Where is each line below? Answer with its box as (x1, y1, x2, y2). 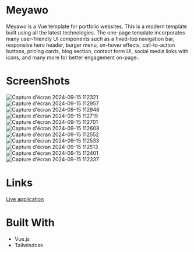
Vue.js (14, 235, 30, 242)
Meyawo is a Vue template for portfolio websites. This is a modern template (6, 23, 188, 30)
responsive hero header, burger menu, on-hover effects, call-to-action (6, 41, 175, 48)
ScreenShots (6, 74, 70, 88)
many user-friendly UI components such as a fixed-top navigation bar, (6, 35, 175, 42)
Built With (6, 216, 55, 229)
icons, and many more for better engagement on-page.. (6, 54, 140, 61)
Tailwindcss (14, 241, 43, 248)
